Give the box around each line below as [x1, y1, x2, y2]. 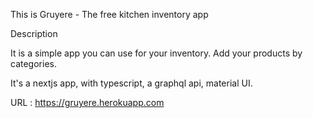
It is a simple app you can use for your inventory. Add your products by [10, 47, 303, 59]
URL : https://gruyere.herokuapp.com [10, 97, 165, 108]
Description [10, 28, 58, 39]
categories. [10, 58, 57, 69]
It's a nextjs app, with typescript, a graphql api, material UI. [10, 77, 253, 89]
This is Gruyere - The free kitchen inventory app [10, 9, 209, 20]
